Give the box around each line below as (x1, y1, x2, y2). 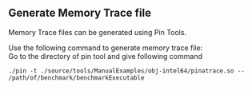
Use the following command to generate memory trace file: (8, 43, 203, 53)
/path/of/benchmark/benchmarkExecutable (8, 73, 146, 82)
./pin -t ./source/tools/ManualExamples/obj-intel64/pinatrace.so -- (8, 67, 246, 75)
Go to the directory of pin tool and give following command (8, 51, 202, 61)
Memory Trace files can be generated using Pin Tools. (8, 27, 186, 37)
